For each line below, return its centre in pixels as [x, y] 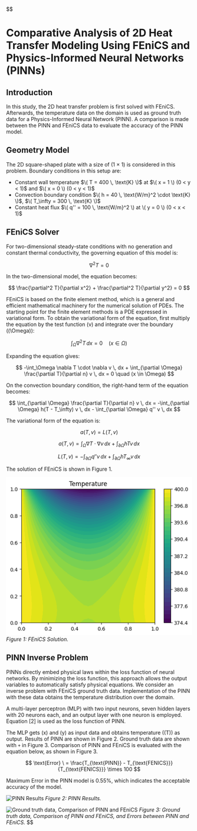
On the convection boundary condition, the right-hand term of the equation [97, 385]
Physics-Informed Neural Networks [95, 58]
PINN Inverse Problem [47, 658]
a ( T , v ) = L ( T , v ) [99, 432]
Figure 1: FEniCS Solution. [37, 639]
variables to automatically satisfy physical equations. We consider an [90, 685]
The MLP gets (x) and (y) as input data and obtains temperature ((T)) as [93, 732]
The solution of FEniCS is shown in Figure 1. [59, 469]
